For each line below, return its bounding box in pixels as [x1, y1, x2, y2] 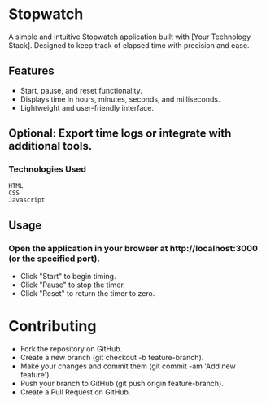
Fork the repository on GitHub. [20, 344, 123, 354]
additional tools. [8, 139, 93, 153]
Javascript [8, 196, 46, 204]
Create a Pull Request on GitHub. [20, 387, 131, 397]
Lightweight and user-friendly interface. [20, 102, 155, 112]
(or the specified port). [8, 253, 100, 264]
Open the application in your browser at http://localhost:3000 [8, 242, 259, 254]
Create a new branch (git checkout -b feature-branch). [20, 353, 204, 363]
